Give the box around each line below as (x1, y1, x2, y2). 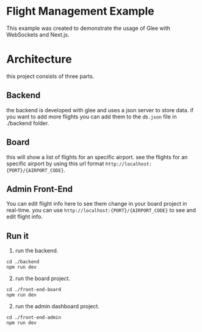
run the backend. (15, 247, 59, 254)
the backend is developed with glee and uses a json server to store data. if (6, 106, 194, 114)
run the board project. (15, 275, 71, 282)
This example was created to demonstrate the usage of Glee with (6, 24, 171, 32)
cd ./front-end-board (6, 287, 62, 293)
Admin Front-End (6, 184, 73, 194)
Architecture (6, 52, 72, 67)
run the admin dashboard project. (15, 303, 99, 310)
